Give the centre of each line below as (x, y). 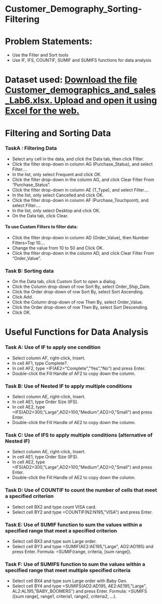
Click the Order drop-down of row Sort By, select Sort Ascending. (78, 292)
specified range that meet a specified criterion (61, 531)
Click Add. (22, 297)
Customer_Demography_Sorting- (73, 9)
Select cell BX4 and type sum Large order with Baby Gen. (70, 581)
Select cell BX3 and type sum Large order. (54, 541)
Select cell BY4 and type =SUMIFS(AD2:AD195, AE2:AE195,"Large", (79, 586)
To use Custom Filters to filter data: (41, 227)
